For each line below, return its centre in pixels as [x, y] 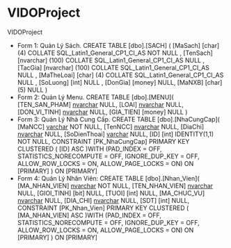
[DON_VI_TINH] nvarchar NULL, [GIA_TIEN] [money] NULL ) [102, 112]
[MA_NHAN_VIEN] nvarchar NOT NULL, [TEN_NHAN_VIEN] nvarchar [115, 185]
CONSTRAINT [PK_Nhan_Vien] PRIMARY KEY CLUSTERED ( [103, 208]
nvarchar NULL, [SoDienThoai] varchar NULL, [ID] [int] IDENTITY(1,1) [115, 134]
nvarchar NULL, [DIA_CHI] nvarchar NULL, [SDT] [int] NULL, [103, 200]
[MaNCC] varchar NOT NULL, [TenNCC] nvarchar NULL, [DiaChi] [110, 126]
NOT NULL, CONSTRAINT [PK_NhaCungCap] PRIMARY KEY [103, 141]
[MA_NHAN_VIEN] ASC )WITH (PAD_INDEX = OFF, [89, 215]
